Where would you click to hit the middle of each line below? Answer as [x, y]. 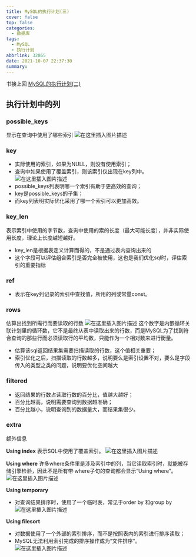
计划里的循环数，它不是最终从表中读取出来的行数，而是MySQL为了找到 [97, 331]
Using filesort [23, 521]
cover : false [22, 17]
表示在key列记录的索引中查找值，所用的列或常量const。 [82, 294]
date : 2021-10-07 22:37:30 [39, 61]
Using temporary [27, 490]
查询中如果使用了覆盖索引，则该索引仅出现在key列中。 [81, 172]
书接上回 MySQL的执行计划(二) [44, 84]
